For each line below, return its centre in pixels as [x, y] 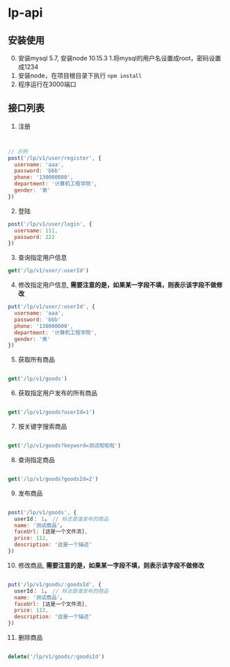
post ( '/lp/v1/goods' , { [42, 512]
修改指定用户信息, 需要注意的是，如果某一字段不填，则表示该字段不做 [117, 285]
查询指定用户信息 [42, 258]
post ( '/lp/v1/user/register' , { [55, 158]
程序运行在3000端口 [47, 84]
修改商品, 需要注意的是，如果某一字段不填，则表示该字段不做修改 [111, 565]
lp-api [25, 13]
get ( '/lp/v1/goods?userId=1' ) [52, 412]
